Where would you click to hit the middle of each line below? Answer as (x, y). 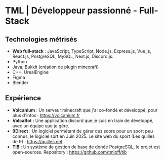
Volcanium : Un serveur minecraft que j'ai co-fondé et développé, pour (85, 110)
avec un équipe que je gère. (41, 125)
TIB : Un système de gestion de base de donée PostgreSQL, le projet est (86, 147)
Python (20, 61)
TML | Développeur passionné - (71, 11)
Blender (20, 82)
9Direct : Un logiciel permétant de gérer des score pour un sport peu (82, 131)
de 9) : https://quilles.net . (38, 141)
